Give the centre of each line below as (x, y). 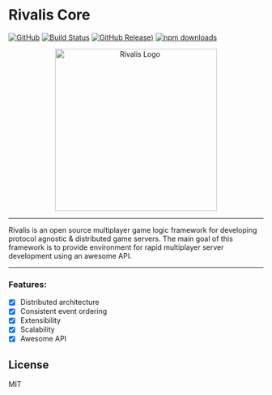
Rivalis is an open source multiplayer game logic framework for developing (133, 230)
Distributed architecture (59, 303)
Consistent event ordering (64, 311)
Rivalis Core (49, 15)
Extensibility (40, 320)
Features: (28, 284)
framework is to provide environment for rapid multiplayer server (116, 247)
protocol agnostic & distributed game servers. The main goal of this (121, 238)
